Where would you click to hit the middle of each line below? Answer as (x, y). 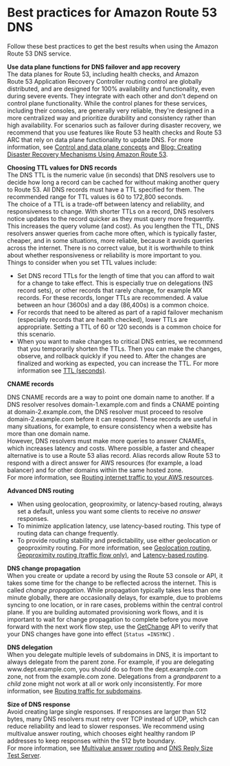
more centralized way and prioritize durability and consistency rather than (112, 117)
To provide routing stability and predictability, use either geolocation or (117, 540)
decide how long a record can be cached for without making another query (113, 182)
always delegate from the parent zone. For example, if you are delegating (111, 662)
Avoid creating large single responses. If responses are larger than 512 (107, 711)
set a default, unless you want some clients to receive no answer (109, 511)
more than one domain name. (49, 433)
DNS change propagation (44, 568)
